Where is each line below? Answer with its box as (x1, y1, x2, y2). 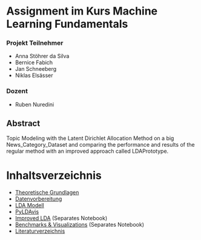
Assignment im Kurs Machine (6, 4, 158, 18)
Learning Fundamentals (6, 17, 128, 31)
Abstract (6, 118, 41, 128)
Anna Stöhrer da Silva (15, 53, 70, 60)
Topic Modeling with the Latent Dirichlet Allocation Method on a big (6, 135, 174, 142)
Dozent (6, 87, 28, 95)
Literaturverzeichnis (15, 227, 65, 235)
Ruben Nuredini (15, 101, 54, 108)
